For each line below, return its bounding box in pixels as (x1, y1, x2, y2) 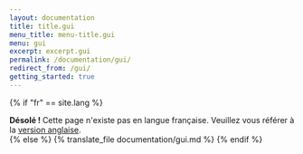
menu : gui (9, 38, 47, 48)
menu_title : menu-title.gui (9, 30, 116, 39)
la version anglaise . (9, 124, 81, 135)
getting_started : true (9, 72, 95, 82)
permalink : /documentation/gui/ (9, 55, 131, 64)
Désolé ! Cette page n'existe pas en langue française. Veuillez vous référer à (9, 114, 295, 125)
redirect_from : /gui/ (9, 64, 91, 73)
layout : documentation (9, 13, 95, 23)
